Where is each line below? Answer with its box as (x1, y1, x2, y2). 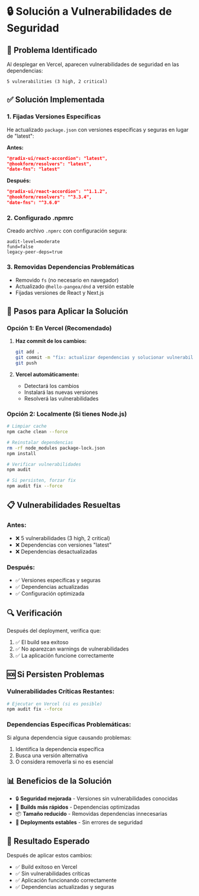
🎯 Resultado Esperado (7, 836, 90, 846)
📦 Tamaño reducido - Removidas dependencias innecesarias (15, 810, 168, 818)
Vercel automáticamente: (15, 371, 79, 378)
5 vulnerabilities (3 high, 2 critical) (7, 78, 108, 84)
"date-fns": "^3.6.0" (7, 200, 60, 206)
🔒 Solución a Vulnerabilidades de (7, 5, 172, 18)
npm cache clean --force (7, 429, 68, 435)
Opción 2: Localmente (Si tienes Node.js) (7, 409, 127, 418)
